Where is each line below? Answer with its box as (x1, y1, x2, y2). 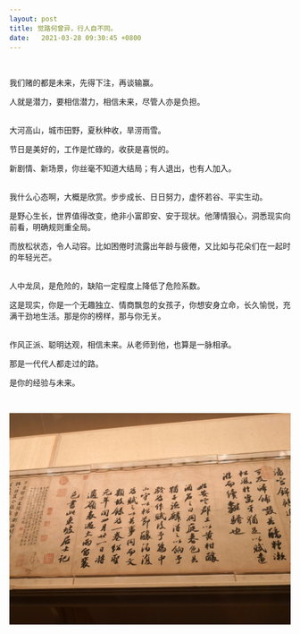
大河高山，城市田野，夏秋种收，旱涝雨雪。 (9, 125, 166, 136)
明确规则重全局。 (32, 222, 96, 233)
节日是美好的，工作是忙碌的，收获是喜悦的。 (9, 144, 174, 155)
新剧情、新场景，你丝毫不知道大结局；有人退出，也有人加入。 (9, 163, 237, 174)
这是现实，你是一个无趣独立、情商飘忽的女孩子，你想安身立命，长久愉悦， (9, 300, 283, 311)
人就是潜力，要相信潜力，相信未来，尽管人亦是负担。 (9, 97, 205, 107)
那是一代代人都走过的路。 (9, 358, 104, 369)
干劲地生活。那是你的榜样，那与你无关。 (16, 311, 166, 321)
